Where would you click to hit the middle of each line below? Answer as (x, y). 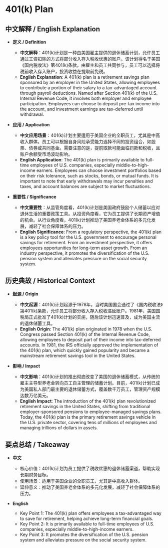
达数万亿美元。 (35, 395)
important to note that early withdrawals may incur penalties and (86, 181)
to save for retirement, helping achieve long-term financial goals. (86, 518)
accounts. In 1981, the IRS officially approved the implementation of (89, 345)
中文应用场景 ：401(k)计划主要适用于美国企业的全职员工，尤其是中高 (90, 135)
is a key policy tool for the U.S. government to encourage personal (88, 237)
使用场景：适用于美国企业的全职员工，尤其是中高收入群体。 (81, 481)
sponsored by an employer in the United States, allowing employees (90, 82)
